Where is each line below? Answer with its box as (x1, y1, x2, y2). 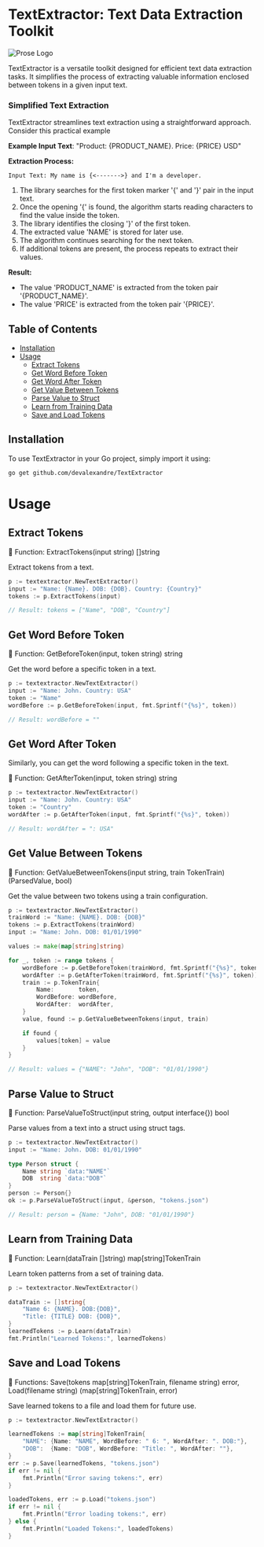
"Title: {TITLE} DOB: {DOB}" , (22, 1313, 122, 1320)
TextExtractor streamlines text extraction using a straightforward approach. (8, 118, 251, 127)
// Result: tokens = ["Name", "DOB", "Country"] (8, 606, 170, 614)
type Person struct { (8, 1160, 79, 1168)
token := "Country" (8, 804, 72, 812)
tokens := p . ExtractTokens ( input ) (8, 592, 122, 600)
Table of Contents (8, 322, 98, 336)
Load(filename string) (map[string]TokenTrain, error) (8, 1386, 178, 1395)
